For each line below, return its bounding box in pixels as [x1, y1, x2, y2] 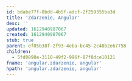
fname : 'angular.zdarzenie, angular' [6, 60, 102, 66]
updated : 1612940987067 [6, 26, 67, 32]
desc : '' [6, 20, 29, 26]
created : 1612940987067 [6, 32, 67, 38]
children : [6, 49, 32, 55]
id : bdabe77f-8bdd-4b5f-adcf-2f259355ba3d [6, 9, 116, 15]
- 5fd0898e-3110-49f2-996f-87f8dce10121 [12, 54, 116, 60]
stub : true [6, 37, 34, 43]
